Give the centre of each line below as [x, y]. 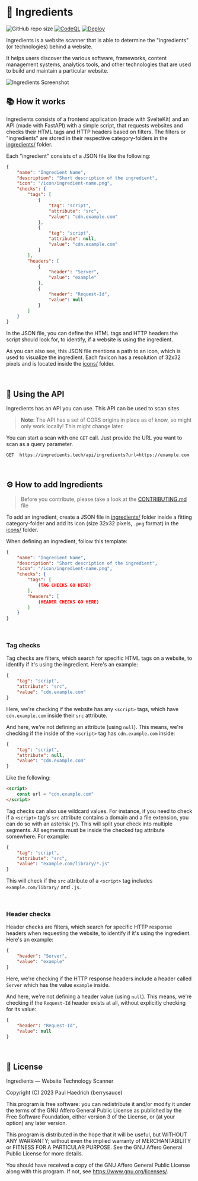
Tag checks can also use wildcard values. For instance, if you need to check [99, 811]
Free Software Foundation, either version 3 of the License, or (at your [91, 1117]
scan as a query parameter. [40, 444]
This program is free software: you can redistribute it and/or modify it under [98, 1104]
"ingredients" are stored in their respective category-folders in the [87, 138]
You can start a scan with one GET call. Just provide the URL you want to [94, 438]
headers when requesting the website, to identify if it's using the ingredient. [98, 933]
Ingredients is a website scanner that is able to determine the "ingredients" [98, 40]
